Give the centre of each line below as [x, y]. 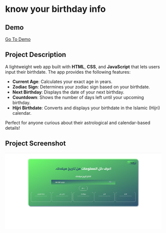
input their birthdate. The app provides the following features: [68, 72]
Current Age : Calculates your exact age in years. [62, 81]
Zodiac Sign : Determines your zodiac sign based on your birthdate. [81, 87]
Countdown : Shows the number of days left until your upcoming [78, 97]
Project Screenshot [35, 144]
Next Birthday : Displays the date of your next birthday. [68, 92]
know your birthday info [55, 9]
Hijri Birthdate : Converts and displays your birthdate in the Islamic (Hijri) [86, 108]
